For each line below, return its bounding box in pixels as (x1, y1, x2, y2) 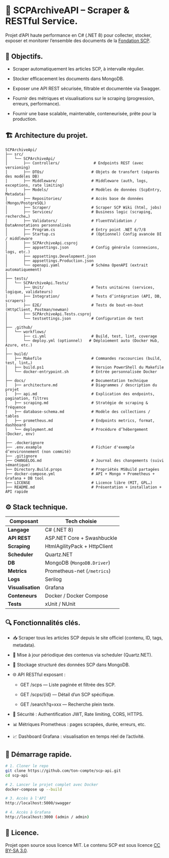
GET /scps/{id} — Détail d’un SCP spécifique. (20, 692, 115, 698)
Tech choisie (65, 518, 97, 525)
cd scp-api (5, 773, 28, 778)
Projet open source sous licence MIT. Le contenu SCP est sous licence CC (5, 842, 160, 848)
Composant (9, 518, 38, 525)
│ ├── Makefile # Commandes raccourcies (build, (5, 356, 162, 361)
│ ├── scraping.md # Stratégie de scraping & (5, 400, 148, 405)
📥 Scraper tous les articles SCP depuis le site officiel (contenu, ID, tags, (12, 635, 163, 641)
